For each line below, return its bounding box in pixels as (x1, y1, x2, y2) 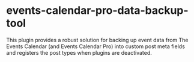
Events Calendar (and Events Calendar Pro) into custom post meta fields (6, 43, 185, 50)
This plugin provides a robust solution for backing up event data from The (6, 36, 189, 43)
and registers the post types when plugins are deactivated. (6, 49, 152, 56)
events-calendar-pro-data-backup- (6, 4, 189, 17)
